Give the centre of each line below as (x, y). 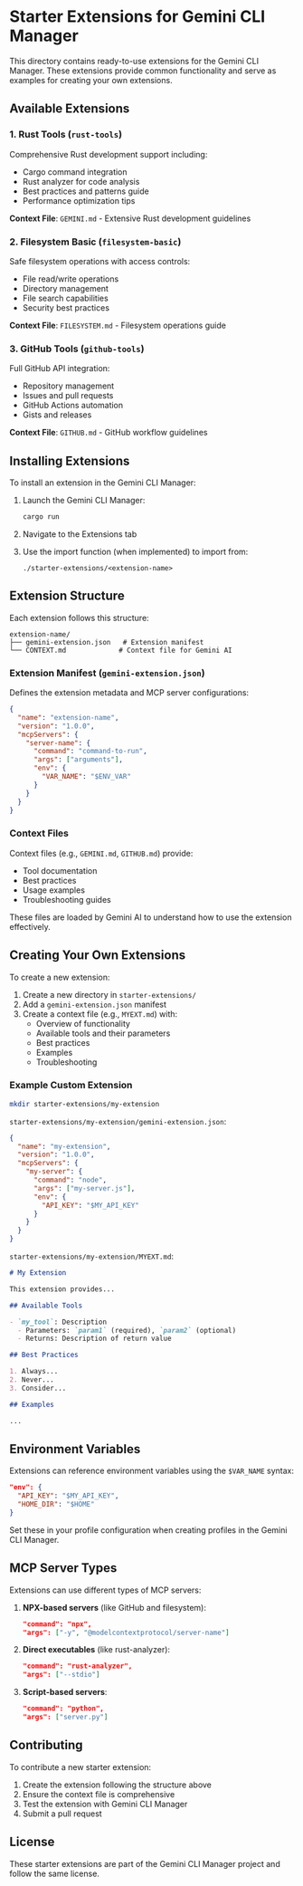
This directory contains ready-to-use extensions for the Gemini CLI (134, 61)
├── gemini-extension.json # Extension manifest (107, 642)
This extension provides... (62, 1289)
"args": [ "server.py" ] (65, 1718)
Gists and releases (57, 415)
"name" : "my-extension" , (64, 1146)
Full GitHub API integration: (60, 369)
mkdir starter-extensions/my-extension (85, 1104)
